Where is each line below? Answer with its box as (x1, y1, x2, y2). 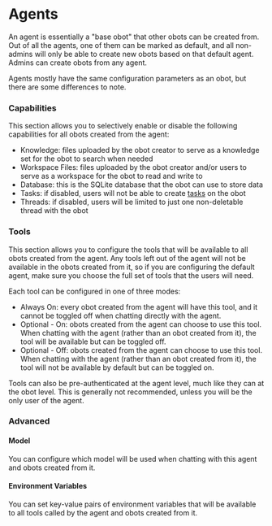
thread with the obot (19, 206, 89, 215)
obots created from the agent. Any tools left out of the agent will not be (8, 253, 246, 263)
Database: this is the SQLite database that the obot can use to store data (19, 180, 264, 189)
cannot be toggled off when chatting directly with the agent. (19, 311, 222, 320)
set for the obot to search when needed (19, 154, 153, 163)
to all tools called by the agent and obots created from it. (8, 507, 198, 517)
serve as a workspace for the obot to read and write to (19, 172, 203, 181)
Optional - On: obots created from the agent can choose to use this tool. (19, 319, 262, 329)
